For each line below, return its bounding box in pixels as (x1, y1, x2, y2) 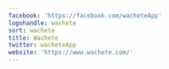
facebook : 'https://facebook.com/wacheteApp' (8, 11, 162, 20)
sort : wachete (8, 26, 56, 34)
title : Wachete (8, 33, 59, 42)
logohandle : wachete (8, 19, 77, 27)
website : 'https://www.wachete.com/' (8, 48, 134, 56)
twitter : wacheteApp (8, 41, 77, 49)
